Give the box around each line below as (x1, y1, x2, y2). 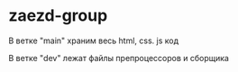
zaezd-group (8, 5, 108, 26)
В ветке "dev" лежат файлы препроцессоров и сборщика (8, 52, 229, 63)
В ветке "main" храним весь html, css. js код (8, 35, 179, 46)
